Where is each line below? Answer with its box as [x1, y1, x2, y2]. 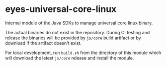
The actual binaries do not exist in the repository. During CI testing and [5, 29, 150, 35]
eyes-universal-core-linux [5, 3, 117, 15]
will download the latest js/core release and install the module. [5, 55, 134, 61]
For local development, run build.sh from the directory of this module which [5, 50, 162, 56]
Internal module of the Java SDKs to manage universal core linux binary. [5, 20, 153, 26]
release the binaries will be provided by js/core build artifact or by [5, 35, 141, 41]
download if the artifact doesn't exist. [5, 40, 82, 46]
